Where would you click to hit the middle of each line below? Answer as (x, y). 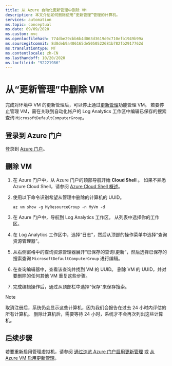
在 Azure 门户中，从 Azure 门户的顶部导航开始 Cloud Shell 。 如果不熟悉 (89, 180)
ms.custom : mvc (22, 34)
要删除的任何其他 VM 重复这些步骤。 (51, 276)
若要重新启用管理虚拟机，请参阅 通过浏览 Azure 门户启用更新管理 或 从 (80, 351)
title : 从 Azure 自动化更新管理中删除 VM (46, 10)
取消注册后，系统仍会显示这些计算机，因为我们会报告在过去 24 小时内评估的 (86, 307)
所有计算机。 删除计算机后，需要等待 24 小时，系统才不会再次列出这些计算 (84, 314)
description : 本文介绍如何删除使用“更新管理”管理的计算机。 (63, 15)
